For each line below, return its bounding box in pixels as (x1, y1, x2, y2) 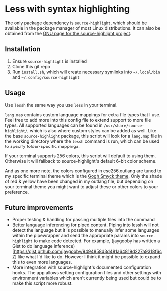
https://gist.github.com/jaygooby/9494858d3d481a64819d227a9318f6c (14, 248, 162, 255)
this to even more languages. (12, 259, 72, 265)
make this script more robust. (12, 280, 73, 286)
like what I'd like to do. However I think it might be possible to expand (17, 254, 161, 260)
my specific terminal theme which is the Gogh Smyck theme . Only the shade (5, 173, 162, 179)
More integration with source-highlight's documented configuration (12, 264, 151, 270)
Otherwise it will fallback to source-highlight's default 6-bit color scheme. (5, 158, 157, 164)
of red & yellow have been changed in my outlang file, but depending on (5, 178, 154, 184)
